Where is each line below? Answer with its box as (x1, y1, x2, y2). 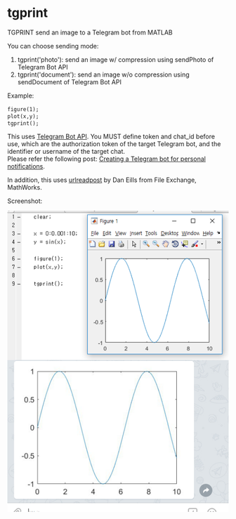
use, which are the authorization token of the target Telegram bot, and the (7, 139, 221, 148)
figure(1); (7, 105, 39, 113)
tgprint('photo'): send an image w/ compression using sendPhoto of (17, 55, 214, 64)
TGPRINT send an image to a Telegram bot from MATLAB (7, 28, 173, 37)
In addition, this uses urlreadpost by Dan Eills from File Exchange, (7, 176, 197, 184)
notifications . (7, 162, 46, 170)
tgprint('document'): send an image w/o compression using (17, 70, 190, 79)
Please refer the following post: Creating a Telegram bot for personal (7, 155, 206, 163)
